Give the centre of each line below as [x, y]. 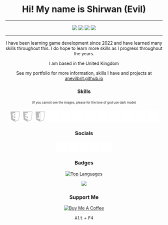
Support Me [84, 197]
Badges [84, 163]
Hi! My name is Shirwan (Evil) [84, 9]
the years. [84, 53]
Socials [84, 133]
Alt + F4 [84, 217]
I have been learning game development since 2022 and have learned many [84, 43]
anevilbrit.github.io [84, 78]
